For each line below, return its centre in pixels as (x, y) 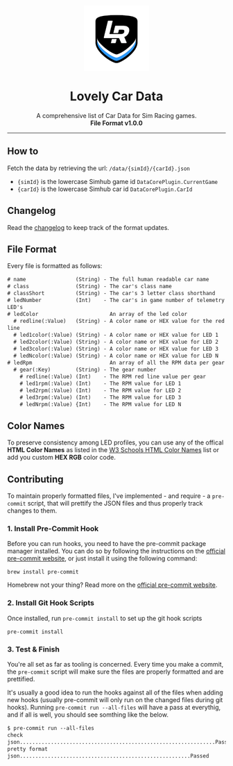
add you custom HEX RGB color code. (61, 458)
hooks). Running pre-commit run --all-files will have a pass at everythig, (114, 707)
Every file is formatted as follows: (55, 266)
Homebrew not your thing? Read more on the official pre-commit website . (112, 585)
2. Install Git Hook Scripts (51, 603)
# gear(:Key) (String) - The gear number (85, 370)
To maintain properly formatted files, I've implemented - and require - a (109, 496)
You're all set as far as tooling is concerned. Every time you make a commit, (115, 664)
